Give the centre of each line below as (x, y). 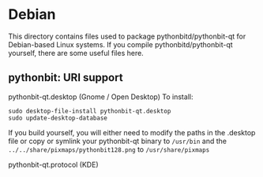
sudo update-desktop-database (58, 118)
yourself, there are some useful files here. (76, 53)
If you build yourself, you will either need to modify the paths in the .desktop (132, 132)
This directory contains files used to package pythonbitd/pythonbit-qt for (127, 36)
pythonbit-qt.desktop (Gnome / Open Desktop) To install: (101, 97)
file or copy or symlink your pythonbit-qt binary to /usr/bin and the (118, 141)
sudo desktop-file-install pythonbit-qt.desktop (90, 111)
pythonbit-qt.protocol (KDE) (53, 164)
